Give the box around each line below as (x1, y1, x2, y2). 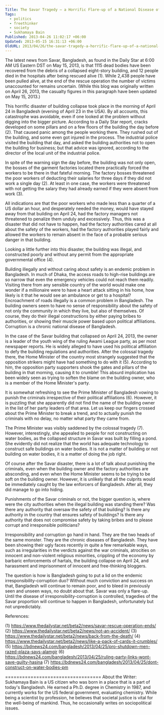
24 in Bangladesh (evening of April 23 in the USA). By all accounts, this (5, 108, 148, 114)
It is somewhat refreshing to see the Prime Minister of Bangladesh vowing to (5, 389, 159, 395)
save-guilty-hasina (5, 659, 43, 665)
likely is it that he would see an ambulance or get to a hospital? (5, 292, 131, 298)
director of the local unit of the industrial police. (5, 150, 101, 156)
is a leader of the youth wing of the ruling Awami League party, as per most (5, 338, 157, 344)
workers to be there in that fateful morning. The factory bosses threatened (5, 170, 155, 176)
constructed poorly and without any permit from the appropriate (5, 251, 134, 257)
